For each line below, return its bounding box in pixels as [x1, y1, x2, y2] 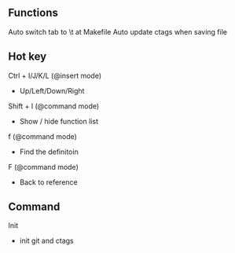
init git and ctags [19, 236, 74, 246]
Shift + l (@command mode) [8, 101, 100, 111]
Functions [8, 6, 59, 20]
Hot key [8, 50, 47, 64]
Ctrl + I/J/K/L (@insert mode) [8, 71, 102, 80]
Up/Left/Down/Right [19, 86, 85, 95]
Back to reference [19, 177, 78, 187]
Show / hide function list [19, 116, 98, 126]
